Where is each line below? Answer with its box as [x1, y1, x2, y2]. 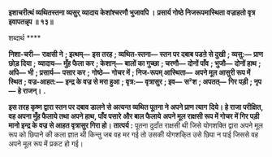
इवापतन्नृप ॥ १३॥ [8, 17, 54, 26]
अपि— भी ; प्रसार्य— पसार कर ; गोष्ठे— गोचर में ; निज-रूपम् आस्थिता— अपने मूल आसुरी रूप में [8, 68, 251, 77]
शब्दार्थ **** [8, 33, 41, 42]
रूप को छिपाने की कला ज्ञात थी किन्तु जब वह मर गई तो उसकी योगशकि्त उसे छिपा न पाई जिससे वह [8, 130, 258, 139]
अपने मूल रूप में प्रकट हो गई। [8, 139, 84, 148]
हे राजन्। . [17, 86, 46, 95]
